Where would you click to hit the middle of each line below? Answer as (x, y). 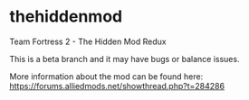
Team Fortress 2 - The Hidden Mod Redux (88, 41)
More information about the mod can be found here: (106, 76)
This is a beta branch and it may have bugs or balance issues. (124, 59)
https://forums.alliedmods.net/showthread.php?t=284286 (117, 86)
